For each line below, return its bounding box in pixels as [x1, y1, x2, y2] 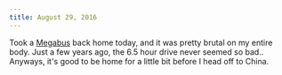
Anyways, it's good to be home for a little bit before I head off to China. [9, 56, 270, 66]
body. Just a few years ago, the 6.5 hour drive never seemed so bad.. [9, 46, 264, 57]
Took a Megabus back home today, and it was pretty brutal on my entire [9, 37, 273, 48]
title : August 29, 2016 [9, 12, 98, 22]
